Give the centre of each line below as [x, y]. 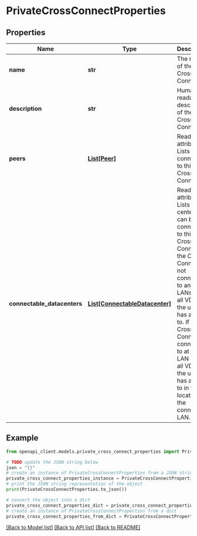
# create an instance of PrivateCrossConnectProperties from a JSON [91, 473]
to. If [183, 322]
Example [22, 438]
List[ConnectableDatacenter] [130, 303]
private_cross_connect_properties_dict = [57, 506]
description [26, 108]
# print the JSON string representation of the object [74, 484]
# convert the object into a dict [48, 500]
